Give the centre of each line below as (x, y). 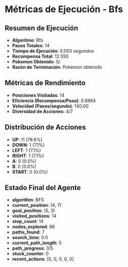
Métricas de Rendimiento (45, 83)
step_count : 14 (28, 221)
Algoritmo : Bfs (28, 40)
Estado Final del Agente (43, 188)
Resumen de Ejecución (41, 28)
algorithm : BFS (28, 200)
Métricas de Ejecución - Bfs (64, 9)
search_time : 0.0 (30, 238)
